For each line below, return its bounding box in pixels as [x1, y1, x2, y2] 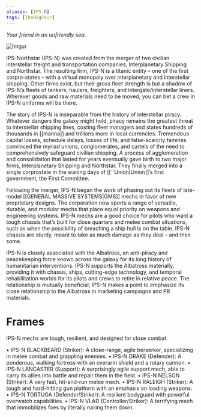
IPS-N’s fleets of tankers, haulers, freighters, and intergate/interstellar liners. [6, 86, 195, 93]
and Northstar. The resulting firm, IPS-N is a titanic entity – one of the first [6, 67, 189, 74]
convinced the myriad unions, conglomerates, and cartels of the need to [6, 143, 185, 150]
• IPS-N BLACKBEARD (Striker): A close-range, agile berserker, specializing [6, 347, 193, 354]
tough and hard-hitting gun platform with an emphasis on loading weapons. [6, 385, 193, 392]
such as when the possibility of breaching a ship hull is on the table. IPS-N [6, 224, 190, 232]
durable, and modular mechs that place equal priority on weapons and [6, 205, 180, 212]
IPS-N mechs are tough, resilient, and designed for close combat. [6, 335, 168, 342]
